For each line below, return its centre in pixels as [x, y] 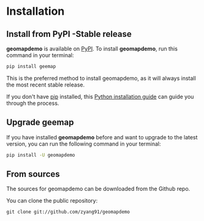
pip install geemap [31, 66]
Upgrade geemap [40, 122]
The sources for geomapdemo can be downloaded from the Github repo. [98, 189]
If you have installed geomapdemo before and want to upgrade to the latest [102, 137]
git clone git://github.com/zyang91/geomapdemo [68, 212]
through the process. [33, 103]
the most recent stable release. [45, 85]
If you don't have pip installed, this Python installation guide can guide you [100, 96]
